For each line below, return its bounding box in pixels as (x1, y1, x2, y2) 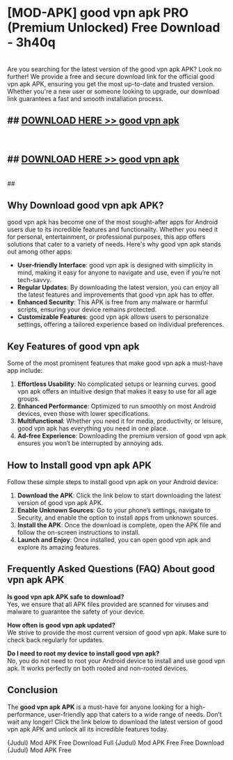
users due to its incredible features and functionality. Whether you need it (7, 225, 218, 234)
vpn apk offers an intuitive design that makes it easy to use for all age (17, 387, 217, 396)
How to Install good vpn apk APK (7, 459, 152, 471)
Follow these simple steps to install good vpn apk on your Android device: (7, 478, 219, 486)
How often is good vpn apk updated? (7, 621, 116, 629)
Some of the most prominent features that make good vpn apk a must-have (7, 359, 223, 367)
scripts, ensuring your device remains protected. (17, 305, 157, 314)
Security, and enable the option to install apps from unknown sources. (17, 513, 218, 522)
